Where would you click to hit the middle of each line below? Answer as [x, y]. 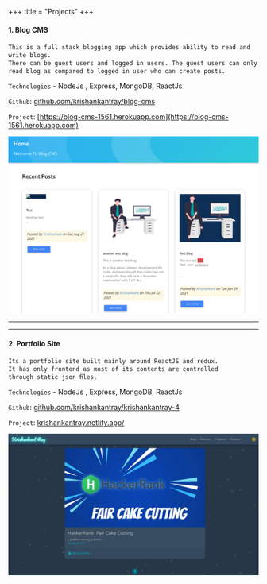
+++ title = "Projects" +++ [51, 12]
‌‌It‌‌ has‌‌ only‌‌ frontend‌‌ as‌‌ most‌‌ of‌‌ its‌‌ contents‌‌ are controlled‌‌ [113, 369]
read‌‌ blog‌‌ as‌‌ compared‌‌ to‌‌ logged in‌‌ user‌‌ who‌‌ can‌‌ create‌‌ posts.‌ [117, 72]
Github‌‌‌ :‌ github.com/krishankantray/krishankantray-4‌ [94, 408]
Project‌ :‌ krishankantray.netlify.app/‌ [66, 423]
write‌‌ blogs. [30, 56]
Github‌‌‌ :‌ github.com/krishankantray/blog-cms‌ [82, 102]
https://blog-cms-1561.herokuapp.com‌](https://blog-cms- [134, 117]
